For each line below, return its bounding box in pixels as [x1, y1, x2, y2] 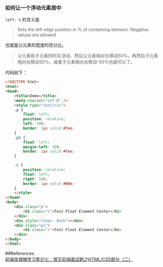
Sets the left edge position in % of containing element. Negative [17, 26, 149, 33]
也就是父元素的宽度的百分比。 [5, 42, 66, 48]
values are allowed [17, 32, 56, 38]
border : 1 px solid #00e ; [23, 181, 75, 186]
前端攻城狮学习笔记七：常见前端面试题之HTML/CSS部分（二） [5, 256, 133, 262]
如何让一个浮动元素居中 [5, 4, 61, 11]
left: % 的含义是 [5, 16, 40, 23]
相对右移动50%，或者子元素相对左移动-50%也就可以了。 [17, 59, 136, 65]
